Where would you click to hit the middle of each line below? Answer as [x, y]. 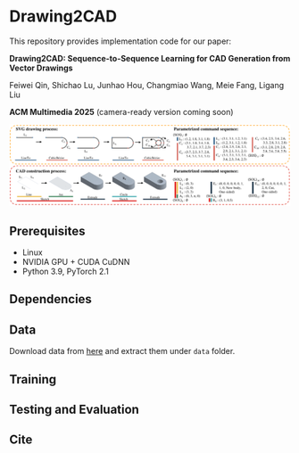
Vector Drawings [41, 68]
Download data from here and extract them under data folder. [122, 351]
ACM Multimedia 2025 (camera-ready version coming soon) [121, 111]
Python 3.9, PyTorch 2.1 [65, 271]
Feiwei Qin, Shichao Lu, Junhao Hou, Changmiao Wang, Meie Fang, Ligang [147, 85]
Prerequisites [47, 231]
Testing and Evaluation [75, 409]
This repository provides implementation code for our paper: [120, 41]
